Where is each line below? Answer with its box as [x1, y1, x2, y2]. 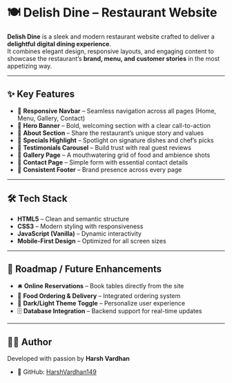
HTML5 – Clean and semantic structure [17, 214, 130, 223]
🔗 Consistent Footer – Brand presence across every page [17, 165, 182, 174]
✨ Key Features [7, 88, 75, 100]
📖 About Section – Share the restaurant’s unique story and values [17, 129, 204, 137]
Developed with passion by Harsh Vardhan [7, 355, 130, 363]
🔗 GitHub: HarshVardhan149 [17, 368, 97, 376]
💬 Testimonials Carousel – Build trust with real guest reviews [17, 143, 192, 151]
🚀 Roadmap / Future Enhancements [7, 263, 162, 274]
